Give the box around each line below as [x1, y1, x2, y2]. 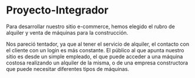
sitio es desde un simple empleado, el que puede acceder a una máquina [6, 53, 183, 60]
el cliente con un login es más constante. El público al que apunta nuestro [6, 46, 184, 53]
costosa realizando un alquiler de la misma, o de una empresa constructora [6, 59, 189, 66]
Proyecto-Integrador [6, 4, 109, 17]
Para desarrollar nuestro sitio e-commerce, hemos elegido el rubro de [6, 23, 175, 30]
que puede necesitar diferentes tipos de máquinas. [6, 65, 129, 72]
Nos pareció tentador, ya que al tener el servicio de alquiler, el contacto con [6, 40, 190, 48]
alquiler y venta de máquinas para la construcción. [6, 29, 129, 36]
